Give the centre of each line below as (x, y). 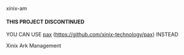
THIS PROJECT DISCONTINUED (45, 21)
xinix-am (17, 8)
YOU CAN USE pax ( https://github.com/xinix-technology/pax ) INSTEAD (92, 35)
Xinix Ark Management (34, 46)
